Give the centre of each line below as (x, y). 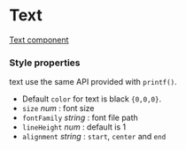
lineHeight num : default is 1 (74, 127)
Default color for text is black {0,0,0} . (92, 99)
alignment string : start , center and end (94, 137)
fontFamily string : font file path (80, 118)
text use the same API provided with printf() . (93, 82)
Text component (39, 40)
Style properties (45, 63)
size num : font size (58, 109)
